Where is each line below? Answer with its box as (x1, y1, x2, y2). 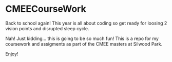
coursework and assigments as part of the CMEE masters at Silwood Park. (5, 40, 163, 47)
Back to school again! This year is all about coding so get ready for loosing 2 (5, 20, 167, 26)
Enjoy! (5, 51, 19, 57)
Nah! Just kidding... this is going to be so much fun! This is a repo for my (5, 35, 159, 42)
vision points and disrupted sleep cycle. (5, 25, 89, 31)
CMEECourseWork (5, 3, 86, 15)
